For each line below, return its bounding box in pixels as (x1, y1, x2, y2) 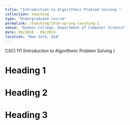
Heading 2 (5, 87, 48, 98)
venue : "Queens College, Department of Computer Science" (5, 25, 126, 30)
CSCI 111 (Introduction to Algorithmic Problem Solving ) (5, 47, 115, 54)
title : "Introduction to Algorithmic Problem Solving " (5, 7, 121, 12)
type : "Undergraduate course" (5, 16, 67, 21)
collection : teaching (5, 12, 49, 17)
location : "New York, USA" (5, 35, 60, 40)
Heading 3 (5, 109, 48, 121)
